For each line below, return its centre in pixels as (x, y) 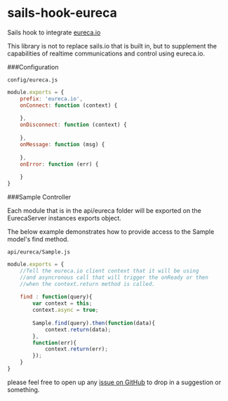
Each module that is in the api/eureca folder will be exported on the (104, 211)
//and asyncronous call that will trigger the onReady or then (114, 277)
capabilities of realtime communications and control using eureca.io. (106, 53)
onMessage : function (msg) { (62, 144)
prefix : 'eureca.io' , (51, 99)
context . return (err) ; (76, 349)
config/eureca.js (33, 80)
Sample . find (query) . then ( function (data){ (94, 323)
